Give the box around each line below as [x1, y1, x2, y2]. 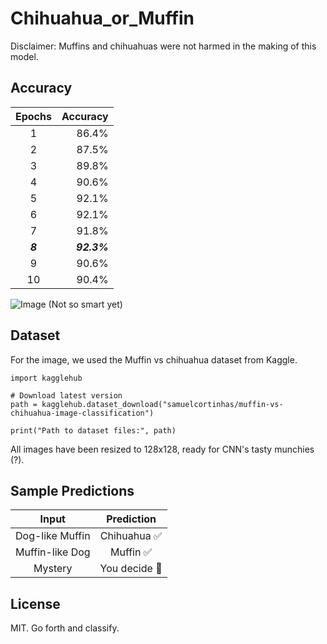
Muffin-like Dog [15, 545, 91, 559]
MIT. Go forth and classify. [10, 622, 120, 634]
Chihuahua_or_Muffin [10, 7, 195, 30]
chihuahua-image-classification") [10, 408, 155, 418]
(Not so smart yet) [48, 298, 123, 310]
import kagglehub [10, 373, 83, 383]
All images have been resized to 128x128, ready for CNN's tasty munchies [10, 443, 315, 455]
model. [10, 50, 39, 62]
